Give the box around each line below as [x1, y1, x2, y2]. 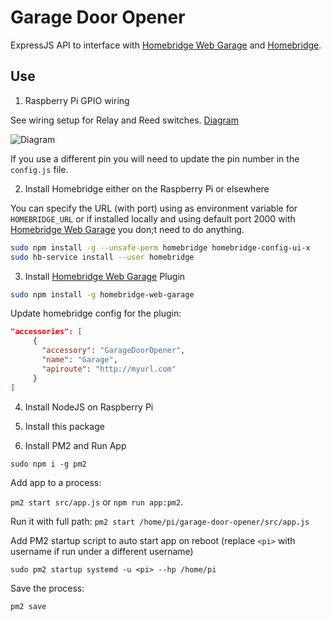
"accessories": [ [10, 327, 83, 337]
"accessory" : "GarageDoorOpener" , [41, 346, 186, 356]
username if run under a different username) [10, 545, 194, 557]
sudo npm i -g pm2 [10, 459, 87, 469]
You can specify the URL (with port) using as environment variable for [10, 202, 298, 214]
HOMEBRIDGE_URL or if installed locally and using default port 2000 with [10, 212, 296, 225]
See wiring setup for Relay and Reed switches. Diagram [10, 114, 239, 126]
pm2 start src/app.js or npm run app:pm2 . [10, 496, 184, 508]
